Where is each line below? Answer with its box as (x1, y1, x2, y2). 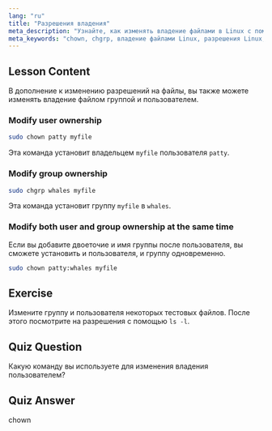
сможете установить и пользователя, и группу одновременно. (8, 248, 226, 258)
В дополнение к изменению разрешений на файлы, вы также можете (8, 86, 249, 96)
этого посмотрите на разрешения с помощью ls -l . (8, 317, 190, 326)
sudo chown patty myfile (8, 133, 92, 142)
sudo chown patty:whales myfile (8, 264, 117, 272)
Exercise (8, 286, 53, 300)
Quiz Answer (8, 394, 75, 408)
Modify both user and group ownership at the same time (8, 221, 234, 233)
